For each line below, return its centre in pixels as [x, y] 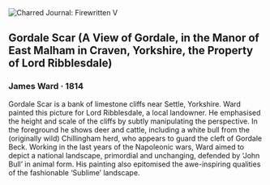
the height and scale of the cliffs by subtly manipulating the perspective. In [133, 121]
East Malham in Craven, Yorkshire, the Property [131, 50]
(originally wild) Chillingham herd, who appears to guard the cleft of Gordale [135, 138]
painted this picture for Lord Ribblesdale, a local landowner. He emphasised [135, 112]
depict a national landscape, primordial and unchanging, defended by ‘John [134, 155]
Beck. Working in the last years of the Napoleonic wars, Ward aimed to [126, 147]
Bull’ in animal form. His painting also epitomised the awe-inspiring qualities [135, 164]
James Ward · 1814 [46, 86]
